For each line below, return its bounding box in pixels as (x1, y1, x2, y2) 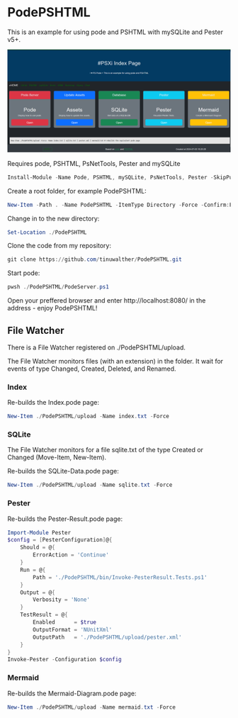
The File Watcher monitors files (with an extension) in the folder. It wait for (7, 357, 224, 365)
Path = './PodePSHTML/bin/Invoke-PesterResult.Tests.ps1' (33, 573, 208, 581)
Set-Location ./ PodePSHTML (7, 228, 87, 236)
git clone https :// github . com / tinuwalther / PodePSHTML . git (7, 256, 182, 263)
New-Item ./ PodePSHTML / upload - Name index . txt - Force (7, 413, 170, 420)
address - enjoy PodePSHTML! (7, 304, 98, 313)
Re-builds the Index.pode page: (7, 398, 100, 407)
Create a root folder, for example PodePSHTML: (7, 186, 147, 195)
